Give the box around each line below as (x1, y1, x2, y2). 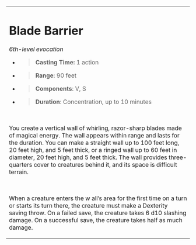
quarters (9, 161, 33, 169)
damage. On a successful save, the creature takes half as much (9, 216, 183, 225)
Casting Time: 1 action (35, 58, 99, 67)
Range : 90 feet (35, 71, 77, 80)
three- (168, 153, 187, 161)
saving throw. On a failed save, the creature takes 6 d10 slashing (9, 209, 187, 217)
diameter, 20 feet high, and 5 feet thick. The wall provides (9, 153, 167, 161)
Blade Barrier (9, 23, 83, 38)
